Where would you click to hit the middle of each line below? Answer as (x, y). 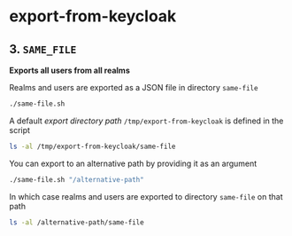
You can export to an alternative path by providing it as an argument (133, 163)
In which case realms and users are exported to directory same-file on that (146, 196)
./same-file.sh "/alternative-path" (77, 179)
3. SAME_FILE (43, 49)
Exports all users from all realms (69, 70)
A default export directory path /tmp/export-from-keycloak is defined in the (146, 121)
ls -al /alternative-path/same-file (77, 222)
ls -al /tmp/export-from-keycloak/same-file (92, 146)
